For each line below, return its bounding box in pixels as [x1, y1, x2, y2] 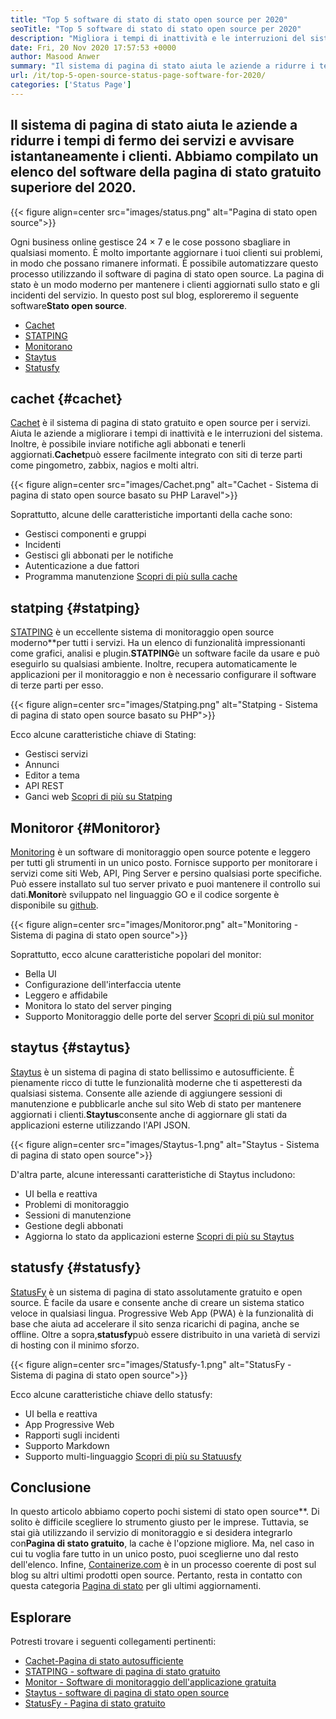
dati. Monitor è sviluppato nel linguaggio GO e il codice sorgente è [10, 889, 280, 900]
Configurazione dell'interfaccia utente [24, 979, 182, 990]
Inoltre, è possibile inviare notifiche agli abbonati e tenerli [10, 438, 246, 450]
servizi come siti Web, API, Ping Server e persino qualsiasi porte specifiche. [10, 867, 323, 879]
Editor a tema [24, 769, 80, 781]
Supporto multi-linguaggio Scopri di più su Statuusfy [24, 1450, 242, 1462]
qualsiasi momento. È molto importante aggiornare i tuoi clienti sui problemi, [10, 246, 323, 258]
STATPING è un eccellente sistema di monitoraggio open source [10, 626, 275, 638]
